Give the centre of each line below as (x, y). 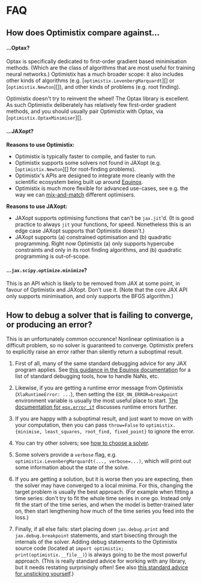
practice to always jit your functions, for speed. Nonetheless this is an (103, 224)
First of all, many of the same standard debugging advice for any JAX (101, 363)
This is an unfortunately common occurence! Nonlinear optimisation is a (95, 339)
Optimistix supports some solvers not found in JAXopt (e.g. (88, 162)
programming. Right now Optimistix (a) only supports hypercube (94, 243)
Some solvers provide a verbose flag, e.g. (66, 455)
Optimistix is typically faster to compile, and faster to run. (85, 156)
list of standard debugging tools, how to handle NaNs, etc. (87, 376)
